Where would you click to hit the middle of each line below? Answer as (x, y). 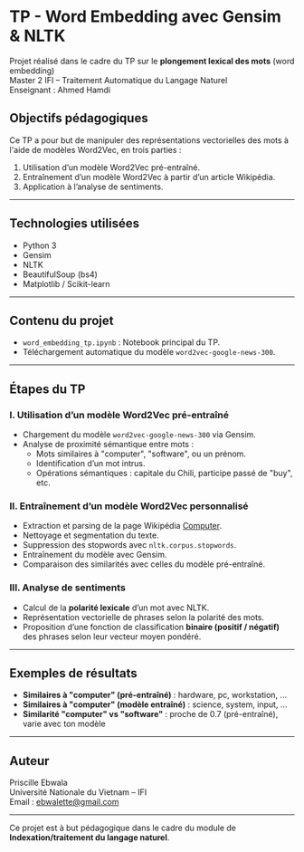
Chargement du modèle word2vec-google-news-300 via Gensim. (139, 435)
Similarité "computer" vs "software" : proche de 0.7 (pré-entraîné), (150, 714)
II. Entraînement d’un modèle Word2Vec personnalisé (129, 506)
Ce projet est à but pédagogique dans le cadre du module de (123, 828)
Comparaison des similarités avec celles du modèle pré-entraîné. (143, 564)
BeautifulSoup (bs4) (60, 274)
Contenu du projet (62, 320)
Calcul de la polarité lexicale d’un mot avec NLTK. (116, 608)
